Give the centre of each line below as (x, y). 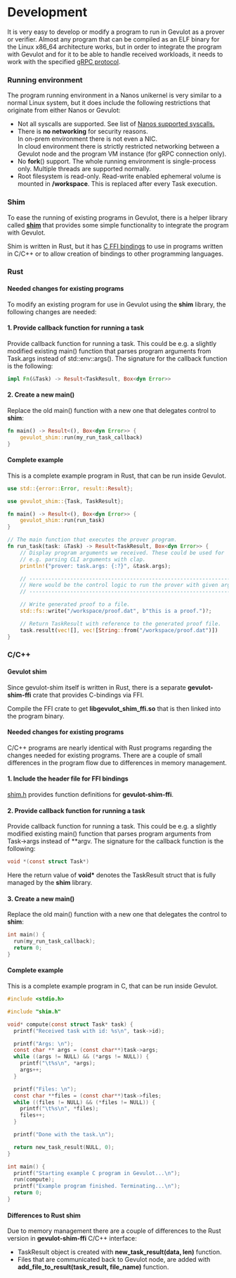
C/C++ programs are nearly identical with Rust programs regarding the (110, 747)
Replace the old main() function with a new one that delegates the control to (117, 914)
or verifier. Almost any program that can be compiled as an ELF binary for (113, 39)
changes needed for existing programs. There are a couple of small (105, 755)
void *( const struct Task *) (48, 862)
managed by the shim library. (50, 883)
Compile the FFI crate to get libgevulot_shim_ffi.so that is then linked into (114, 708)
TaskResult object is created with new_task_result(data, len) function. (119, 1252)
